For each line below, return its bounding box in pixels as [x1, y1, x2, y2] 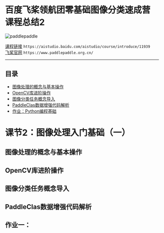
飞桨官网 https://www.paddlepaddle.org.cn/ [5, 49, 94, 55]
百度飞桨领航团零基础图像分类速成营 [5, 4, 151, 16]
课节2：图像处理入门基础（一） [5, 127, 130, 138]
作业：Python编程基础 [12, 108, 57, 114]
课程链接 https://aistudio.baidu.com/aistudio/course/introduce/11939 [5, 43, 150, 49]
